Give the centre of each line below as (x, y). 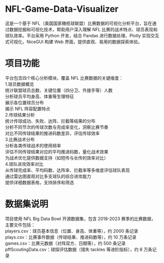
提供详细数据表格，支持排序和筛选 (40, 182)
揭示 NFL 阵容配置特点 (28, 109)
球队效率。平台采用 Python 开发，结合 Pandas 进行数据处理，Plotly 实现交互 (82, 35)
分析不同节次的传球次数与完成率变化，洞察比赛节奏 (57, 127)
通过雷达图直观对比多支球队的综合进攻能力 (48, 176)
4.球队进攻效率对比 (24, 164)
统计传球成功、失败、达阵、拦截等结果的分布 (50, 121)
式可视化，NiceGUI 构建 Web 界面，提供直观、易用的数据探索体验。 (74, 42)
